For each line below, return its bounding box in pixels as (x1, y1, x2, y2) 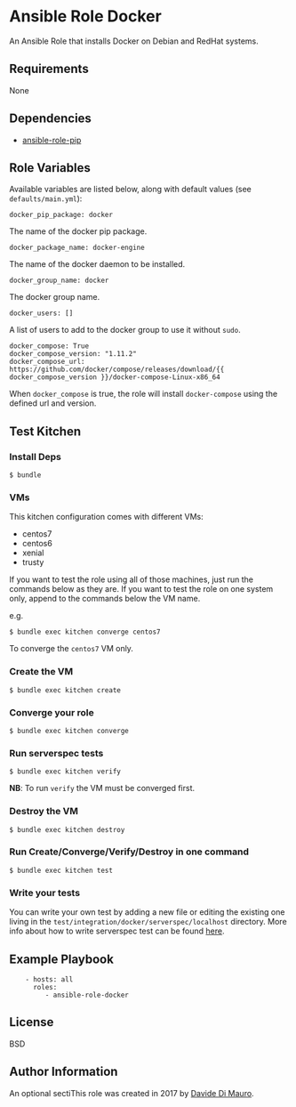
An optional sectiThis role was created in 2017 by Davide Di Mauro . (9, 1087, 255, 1098)
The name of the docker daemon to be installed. (9, 259, 186, 270)
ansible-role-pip (21, 134, 82, 145)
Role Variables (9, 160, 91, 175)
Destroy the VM (9, 805, 78, 818)
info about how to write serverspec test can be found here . (9, 925, 225, 936)
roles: (32, 982, 58, 991)
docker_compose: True (9, 342, 90, 351)
